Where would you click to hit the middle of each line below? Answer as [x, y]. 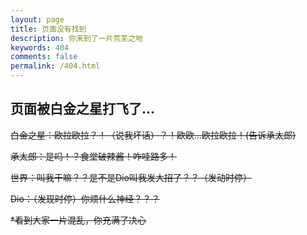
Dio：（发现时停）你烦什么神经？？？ [85, 198]
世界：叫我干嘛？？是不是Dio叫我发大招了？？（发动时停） [131, 177]
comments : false [44, 57]
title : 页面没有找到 [48, 29]
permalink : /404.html [55, 66]
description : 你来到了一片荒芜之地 [76, 38]
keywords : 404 [40, 47]
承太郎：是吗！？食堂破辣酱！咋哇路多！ [93, 156]
